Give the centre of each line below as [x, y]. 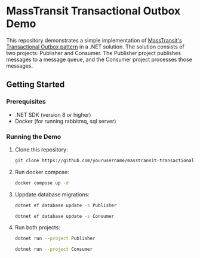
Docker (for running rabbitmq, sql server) [65, 121]
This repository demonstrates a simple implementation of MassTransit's [94, 40]
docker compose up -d [41, 183]
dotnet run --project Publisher [55, 239]
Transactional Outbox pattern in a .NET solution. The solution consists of [96, 47]
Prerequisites [26, 102]
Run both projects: [38, 227]
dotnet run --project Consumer [54, 250]
